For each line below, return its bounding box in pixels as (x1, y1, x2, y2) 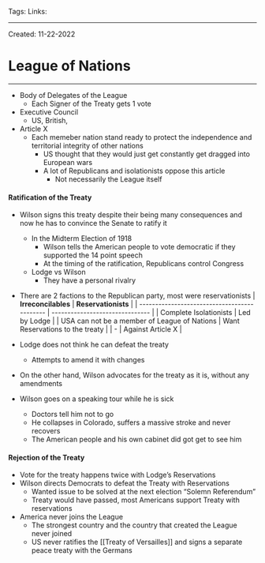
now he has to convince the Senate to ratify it (19, 219, 167, 228)
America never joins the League (19, 512, 124, 522)
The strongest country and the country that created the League (31, 520, 238, 530)
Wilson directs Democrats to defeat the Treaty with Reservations (19, 479, 230, 488)
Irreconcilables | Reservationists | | (19, 299, 138, 309)
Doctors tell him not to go (31, 410, 114, 419)
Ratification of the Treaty (8, 193, 92, 202)
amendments (19, 379, 63, 388)
